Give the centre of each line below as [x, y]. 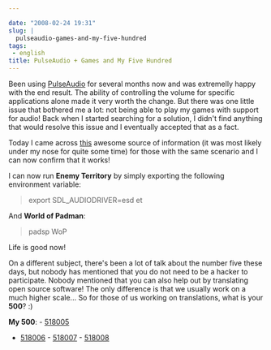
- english [28, 54]
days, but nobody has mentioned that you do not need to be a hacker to [128, 272]
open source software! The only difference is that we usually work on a [127, 289]
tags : [17, 45]
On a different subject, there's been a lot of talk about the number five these [135, 263]
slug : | [22, 30]
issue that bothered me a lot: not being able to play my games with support [134, 110]
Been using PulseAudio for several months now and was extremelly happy [132, 84]
